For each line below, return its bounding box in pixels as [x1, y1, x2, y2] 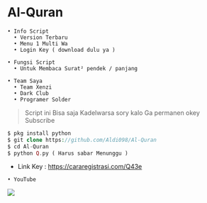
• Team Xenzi [13, 83, 52, 91]
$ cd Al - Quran [7, 143, 50, 150]
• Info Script [7, 28, 50, 35]
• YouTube [7, 176, 37, 183]
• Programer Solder [13, 96, 72, 103]
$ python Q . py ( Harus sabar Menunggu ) [7, 150, 129, 157]
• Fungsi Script [7, 58, 55, 66]
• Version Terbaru [13, 33, 69, 41]
